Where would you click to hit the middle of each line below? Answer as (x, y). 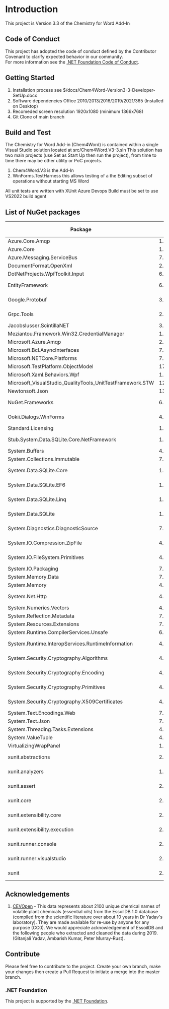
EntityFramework (28, 285)
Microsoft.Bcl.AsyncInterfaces (44, 350)
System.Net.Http (27, 597)
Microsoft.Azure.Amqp (34, 342)
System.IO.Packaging (33, 569)
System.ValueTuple (30, 738)
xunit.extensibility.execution (41, 830)
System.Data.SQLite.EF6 (37, 485)
